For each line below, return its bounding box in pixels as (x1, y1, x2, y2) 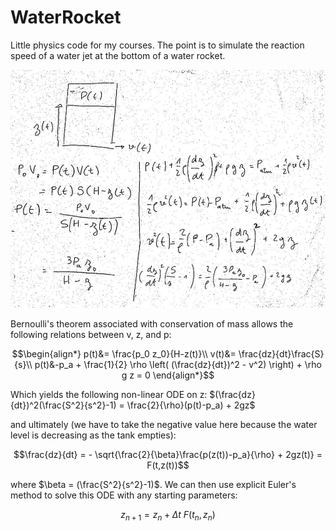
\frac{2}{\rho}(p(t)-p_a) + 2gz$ (126, 399, 256, 411)
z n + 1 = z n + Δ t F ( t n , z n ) (120, 509, 216, 523)
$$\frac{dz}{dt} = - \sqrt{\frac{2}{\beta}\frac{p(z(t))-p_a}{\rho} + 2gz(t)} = (13, 449, 323, 461)
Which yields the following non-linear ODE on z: (10, 389, 208, 401)
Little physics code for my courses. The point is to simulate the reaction (10, 39, 305, 51)
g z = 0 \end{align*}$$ (121, 369, 215, 381)
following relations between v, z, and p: (10, 329, 172, 341)
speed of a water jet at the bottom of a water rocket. (10, 49, 226, 61)
